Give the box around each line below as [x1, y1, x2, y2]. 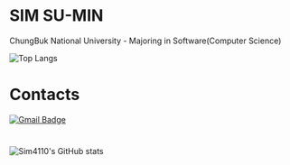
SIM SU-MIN [9, 5, 104, 26]
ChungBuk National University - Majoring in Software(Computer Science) [9, 35, 282, 46]
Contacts [9, 85, 80, 105]
